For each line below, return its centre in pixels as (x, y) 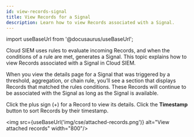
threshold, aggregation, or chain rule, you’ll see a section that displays (91, 81)
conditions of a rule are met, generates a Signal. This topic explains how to (96, 57)
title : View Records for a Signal (48, 17)
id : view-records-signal (36, 11)
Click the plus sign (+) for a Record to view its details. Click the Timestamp (97, 105)
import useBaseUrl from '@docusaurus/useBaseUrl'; (70, 39)
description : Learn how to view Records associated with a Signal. (91, 22)
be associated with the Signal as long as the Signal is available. (82, 93)
